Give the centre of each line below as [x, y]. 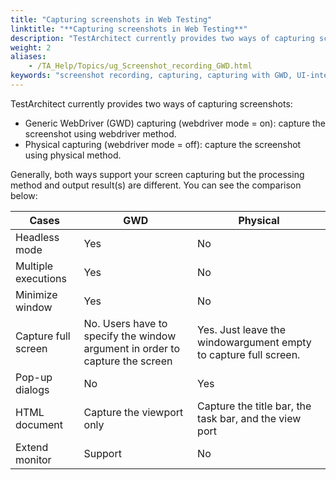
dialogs [32, 389]
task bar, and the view [249, 418]
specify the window [130, 336]
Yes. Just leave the [242, 329]
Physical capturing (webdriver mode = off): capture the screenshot [163, 144]
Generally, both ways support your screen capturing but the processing [157, 174]
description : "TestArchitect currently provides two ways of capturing [162, 38]
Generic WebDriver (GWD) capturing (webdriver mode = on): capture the [175, 123]
